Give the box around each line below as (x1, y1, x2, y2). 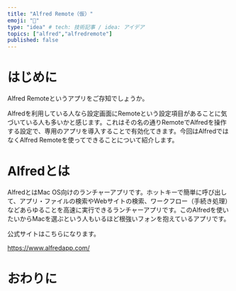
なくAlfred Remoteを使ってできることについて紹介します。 (7, 136, 179, 144)
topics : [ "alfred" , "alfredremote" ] (7, 30, 113, 38)
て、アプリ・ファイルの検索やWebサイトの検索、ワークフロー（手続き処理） (7, 197, 229, 205)
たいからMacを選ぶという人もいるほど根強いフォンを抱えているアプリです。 (7, 215, 230, 223)
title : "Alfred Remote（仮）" (7, 10, 94, 18)
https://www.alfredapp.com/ (7, 244, 90, 252)
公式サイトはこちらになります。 (7, 229, 101, 238)
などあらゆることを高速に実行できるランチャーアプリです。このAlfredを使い (7, 206, 229, 214)
